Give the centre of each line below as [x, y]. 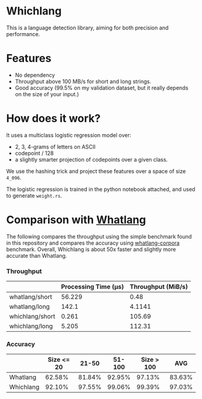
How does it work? [54, 119]
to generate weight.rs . [34, 195]
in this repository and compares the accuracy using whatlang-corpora [93, 243]
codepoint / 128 [34, 153]
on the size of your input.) [47, 94]
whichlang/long [31, 326]
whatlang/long [29, 306]
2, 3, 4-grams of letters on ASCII [55, 147]
